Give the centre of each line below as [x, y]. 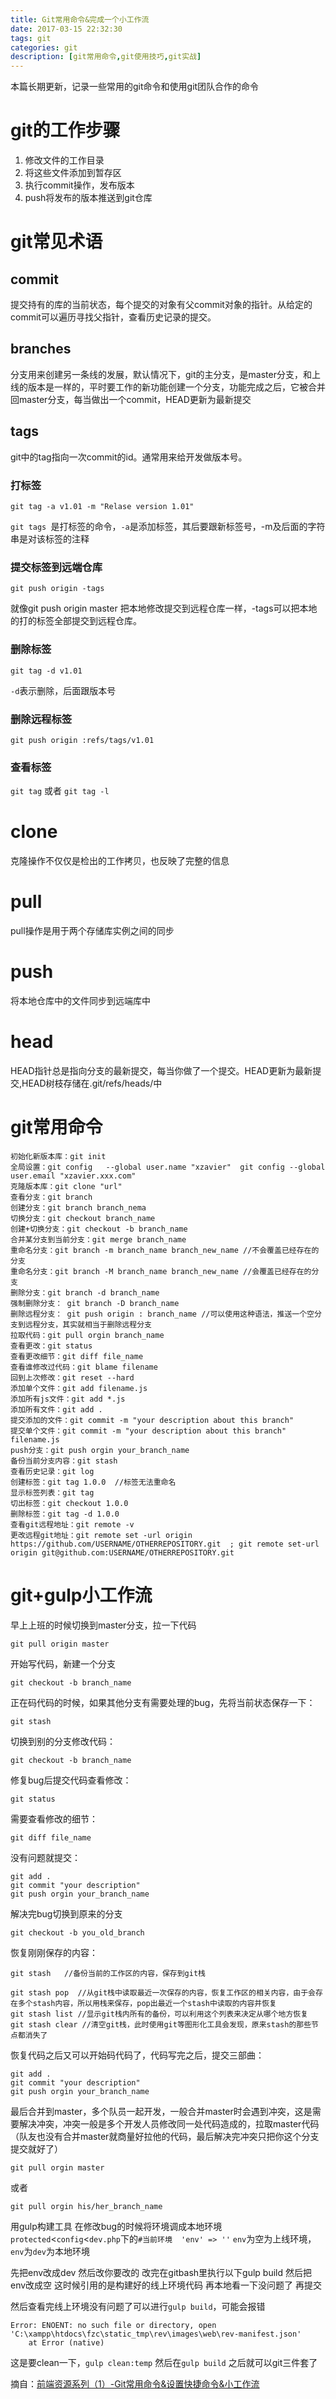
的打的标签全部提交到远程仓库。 [76, 621]
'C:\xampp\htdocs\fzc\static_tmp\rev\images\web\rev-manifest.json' [156, 2334]
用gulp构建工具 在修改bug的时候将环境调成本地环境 [116, 2226]
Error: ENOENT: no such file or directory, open [113, 2325]
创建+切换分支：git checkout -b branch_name [99, 1229]
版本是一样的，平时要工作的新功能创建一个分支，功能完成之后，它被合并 [176, 387]
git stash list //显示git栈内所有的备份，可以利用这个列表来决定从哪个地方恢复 [159, 2014]
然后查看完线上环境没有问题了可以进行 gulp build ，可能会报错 [138, 2306]
